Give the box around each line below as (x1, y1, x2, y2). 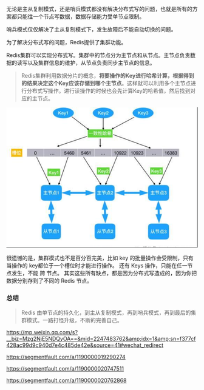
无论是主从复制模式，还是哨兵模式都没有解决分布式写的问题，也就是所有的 (6, 5, 192, 12)
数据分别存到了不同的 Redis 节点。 (6, 277, 93, 284)
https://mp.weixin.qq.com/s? (6, 328, 78, 335)
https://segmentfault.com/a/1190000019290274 (6, 353, 126, 360)
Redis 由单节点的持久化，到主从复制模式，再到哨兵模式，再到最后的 (21, 309, 191, 316)
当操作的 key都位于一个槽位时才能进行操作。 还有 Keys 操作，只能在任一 (6, 262, 188, 269)
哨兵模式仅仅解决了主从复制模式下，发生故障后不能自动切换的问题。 (6, 26, 177, 33)
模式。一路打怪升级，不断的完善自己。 (26, 316, 123, 323)
